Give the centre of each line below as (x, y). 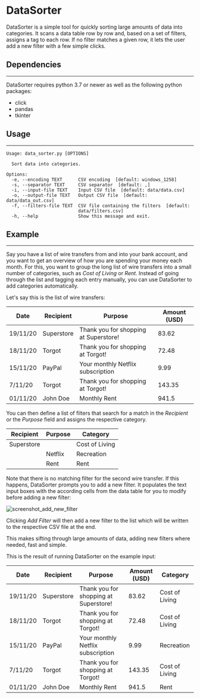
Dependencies (34, 65)
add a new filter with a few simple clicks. (56, 46)
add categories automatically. (43, 286)
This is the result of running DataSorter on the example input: (81, 556)
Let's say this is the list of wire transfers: (56, 298)
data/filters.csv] (101, 211)
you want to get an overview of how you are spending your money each (94, 261)
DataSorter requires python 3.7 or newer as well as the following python (94, 85)
